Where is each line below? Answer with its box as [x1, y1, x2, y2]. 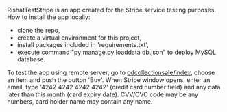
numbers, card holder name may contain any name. [7, 98, 153, 105]
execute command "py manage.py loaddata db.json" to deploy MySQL [16, 48, 217, 56]
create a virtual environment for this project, [16, 33, 142, 42]
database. [16, 55, 46, 64]
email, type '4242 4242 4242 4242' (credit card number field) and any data [7, 83, 221, 91]
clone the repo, [16, 27, 60, 34]
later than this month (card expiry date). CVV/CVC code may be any [7, 90, 199, 98]
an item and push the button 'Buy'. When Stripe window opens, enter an [7, 76, 211, 84]
